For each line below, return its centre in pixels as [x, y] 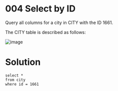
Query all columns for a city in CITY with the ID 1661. [59, 22]
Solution [23, 62]
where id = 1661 [22, 84]
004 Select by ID [40, 9]
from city [15, 80]
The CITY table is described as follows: [45, 32]
